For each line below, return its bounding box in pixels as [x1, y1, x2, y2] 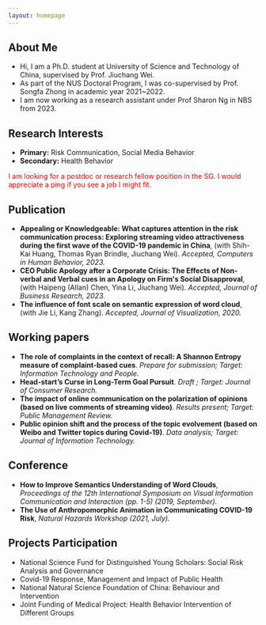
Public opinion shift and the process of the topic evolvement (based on [19, 419, 258, 428]
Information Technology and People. [19, 369, 139, 378]
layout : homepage [8, 11, 66, 20]
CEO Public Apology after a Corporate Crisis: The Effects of [19, 266, 219, 275]
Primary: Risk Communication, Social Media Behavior [19, 148, 196, 157]
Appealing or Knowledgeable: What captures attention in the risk [19, 224, 239, 233]
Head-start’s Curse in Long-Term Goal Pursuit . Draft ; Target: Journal [19, 377, 251, 386]
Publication [8, 203, 66, 216]
